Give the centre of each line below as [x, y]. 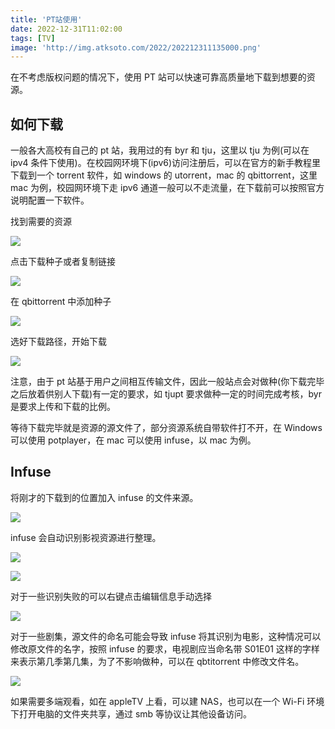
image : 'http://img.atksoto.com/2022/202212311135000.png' [136, 47]
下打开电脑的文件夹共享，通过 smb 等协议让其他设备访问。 [131, 713]
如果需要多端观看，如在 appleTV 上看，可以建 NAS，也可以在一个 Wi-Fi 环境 [167, 701]
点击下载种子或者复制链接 [63, 262]
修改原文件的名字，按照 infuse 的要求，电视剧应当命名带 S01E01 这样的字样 [165, 648]
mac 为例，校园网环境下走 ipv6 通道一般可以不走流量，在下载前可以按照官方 [167, 188]
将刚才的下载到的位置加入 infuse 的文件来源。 [104, 497]
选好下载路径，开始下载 [58, 342]
